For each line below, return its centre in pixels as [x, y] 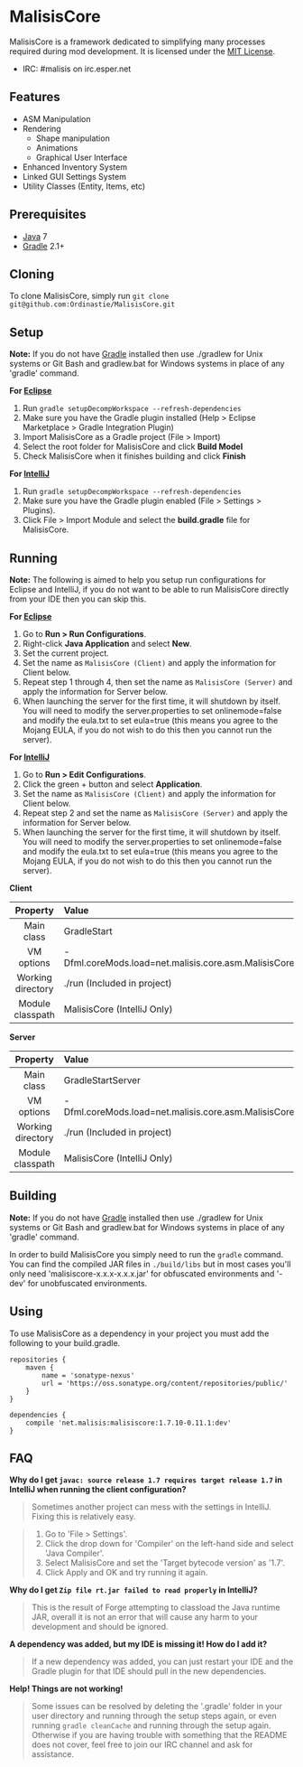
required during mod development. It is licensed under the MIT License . [142, 51]
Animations [57, 147]
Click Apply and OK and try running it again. [126, 1573]
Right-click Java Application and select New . [107, 644]
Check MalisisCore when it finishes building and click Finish [134, 456]
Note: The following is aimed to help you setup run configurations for [138, 580]
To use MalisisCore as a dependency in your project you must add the [139, 1333]
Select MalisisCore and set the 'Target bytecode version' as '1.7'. [165, 1563]
